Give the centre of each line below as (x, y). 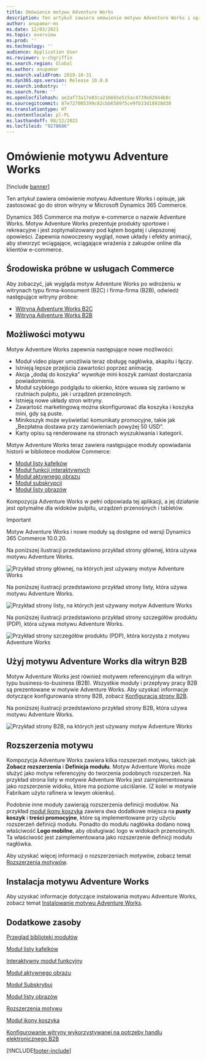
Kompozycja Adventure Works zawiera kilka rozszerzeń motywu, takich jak (101, 760)
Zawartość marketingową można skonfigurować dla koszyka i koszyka (105, 407)
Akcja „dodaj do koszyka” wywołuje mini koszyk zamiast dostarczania (103, 374)
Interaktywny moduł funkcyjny (44, 961)
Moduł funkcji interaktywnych (53, 470)
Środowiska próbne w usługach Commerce (90, 269)
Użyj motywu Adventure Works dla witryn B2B (97, 662)
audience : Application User (42, 52)
